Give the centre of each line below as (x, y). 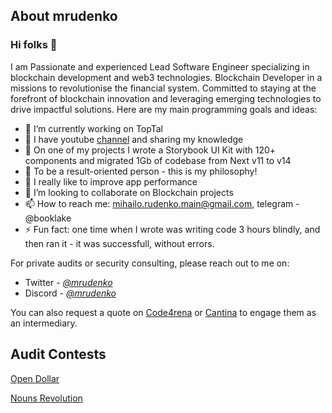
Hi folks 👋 (34, 45)
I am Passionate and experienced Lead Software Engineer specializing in (160, 66)
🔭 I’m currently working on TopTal (93, 128)
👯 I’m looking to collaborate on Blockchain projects (129, 192)
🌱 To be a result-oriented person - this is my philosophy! (141, 171)
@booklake (48, 218)
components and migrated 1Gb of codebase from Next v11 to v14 (158, 160)
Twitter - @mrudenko (68, 282)
